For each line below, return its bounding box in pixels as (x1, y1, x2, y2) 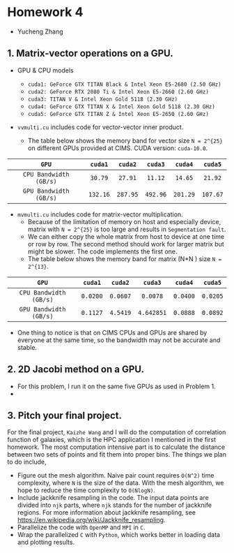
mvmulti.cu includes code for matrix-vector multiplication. (17, 210, 183, 219)
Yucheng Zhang (17, 27, 64, 36)
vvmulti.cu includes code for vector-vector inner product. (17, 123, 184, 131)
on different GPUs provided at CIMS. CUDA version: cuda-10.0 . (27, 144, 208, 152)
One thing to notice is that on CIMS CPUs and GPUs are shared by (17, 328, 208, 337)
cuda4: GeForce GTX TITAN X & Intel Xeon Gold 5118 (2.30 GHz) (27, 103, 216, 110)
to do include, (7, 458, 47, 466)
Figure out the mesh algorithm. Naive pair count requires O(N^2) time (17, 471, 214, 480)
